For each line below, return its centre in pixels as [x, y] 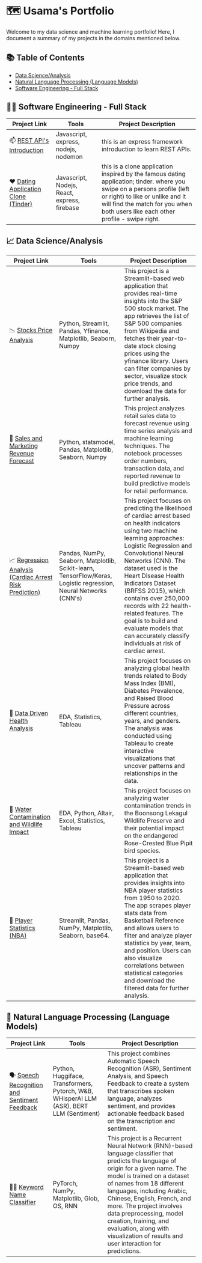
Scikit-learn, [77, 568]
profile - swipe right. [131, 219]
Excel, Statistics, [82, 821]
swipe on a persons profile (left [145, 189]
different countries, [151, 713]
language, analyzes [135, 1098]
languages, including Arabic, [148, 1191]
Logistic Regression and [158, 546]
